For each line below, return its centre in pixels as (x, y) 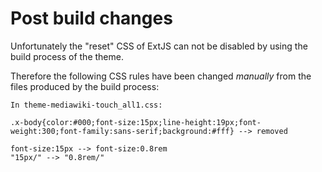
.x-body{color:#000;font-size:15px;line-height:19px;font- (136, 122)
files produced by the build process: (85, 86)
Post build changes (91, 18)
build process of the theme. (67, 56)
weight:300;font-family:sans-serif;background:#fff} (122, 131)
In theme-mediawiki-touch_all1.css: (86, 105)
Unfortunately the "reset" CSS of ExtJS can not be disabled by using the (159, 46)
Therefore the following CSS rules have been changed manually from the (161, 76)
